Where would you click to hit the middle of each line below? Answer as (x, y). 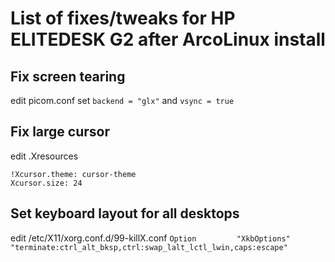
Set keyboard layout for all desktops (125, 213)
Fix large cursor (60, 132)
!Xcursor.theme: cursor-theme (73, 174)
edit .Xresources (44, 156)
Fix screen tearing (68, 76)
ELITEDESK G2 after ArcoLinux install (168, 39)
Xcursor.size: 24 (46, 183)
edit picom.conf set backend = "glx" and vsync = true (122, 100)
